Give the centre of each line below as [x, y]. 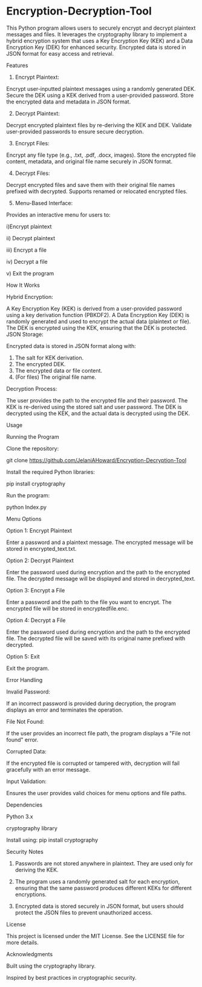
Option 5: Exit [23, 656]
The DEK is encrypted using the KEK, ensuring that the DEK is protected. [97, 327]
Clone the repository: [33, 448]
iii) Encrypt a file [27, 250]
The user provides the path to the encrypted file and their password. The [97, 400]
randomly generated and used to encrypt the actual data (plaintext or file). [99, 321]
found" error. [22, 739]
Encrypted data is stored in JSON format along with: [71, 346]
